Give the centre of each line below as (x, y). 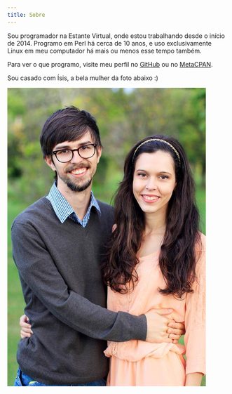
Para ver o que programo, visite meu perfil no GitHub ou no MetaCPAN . (110, 64)
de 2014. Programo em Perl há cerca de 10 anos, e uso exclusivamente (110, 43)
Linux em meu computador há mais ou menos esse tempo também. (104, 51)
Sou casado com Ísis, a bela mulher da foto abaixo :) (83, 78)
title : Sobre (26, 15)
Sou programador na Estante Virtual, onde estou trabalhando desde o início (116, 36)
